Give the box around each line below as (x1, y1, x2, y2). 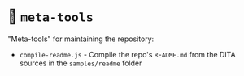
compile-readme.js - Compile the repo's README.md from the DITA (19, 49, 237, 59)
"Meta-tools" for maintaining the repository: (7, 34, 155, 44)
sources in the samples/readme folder (19, 58, 142, 68)
